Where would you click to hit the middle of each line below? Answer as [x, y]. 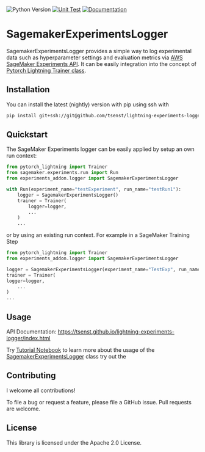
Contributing [31, 376]
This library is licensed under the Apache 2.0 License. [74, 442]
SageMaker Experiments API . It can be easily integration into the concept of [102, 64]
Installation [28, 89]
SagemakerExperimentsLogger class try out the [66, 356]
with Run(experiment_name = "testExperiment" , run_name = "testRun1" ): [94, 189]
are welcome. [23, 409]
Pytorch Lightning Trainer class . [46, 70]
